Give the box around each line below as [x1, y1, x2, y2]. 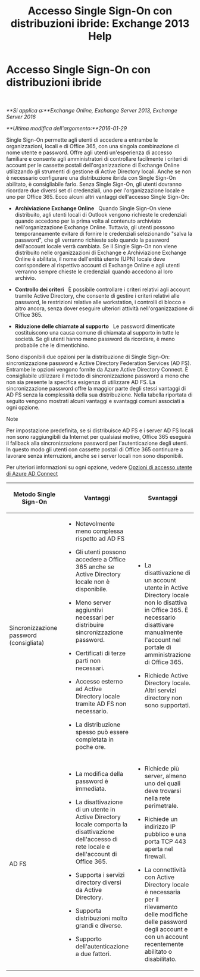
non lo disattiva [145, 598, 187, 607]
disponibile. [75, 585, 108, 593]
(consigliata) [9, 638, 45, 647]
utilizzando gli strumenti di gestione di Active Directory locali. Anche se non [6, 168, 192, 175]
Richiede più [145, 764, 180, 772]
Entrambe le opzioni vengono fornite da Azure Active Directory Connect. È [6, 366, 189, 373]
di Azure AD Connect [6, 470, 58, 477]
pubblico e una [145, 829, 186, 838]
